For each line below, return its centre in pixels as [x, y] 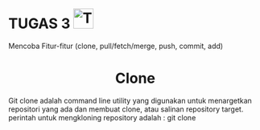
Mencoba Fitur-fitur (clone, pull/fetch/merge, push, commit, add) [116, 46]
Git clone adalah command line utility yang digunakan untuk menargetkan [130, 100]
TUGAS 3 [39, 24]
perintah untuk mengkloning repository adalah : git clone [102, 117]
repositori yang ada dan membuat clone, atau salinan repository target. [126, 109]
